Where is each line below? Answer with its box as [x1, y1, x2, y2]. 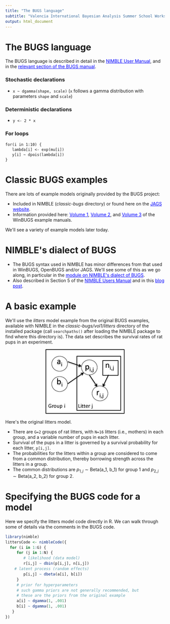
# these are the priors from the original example [16, 593, 125, 598]
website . [12, 206, 31, 213]
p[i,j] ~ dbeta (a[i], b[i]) [23, 571, 82, 577]
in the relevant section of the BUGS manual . [5, 63, 97, 70]
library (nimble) [5, 534, 39, 539]
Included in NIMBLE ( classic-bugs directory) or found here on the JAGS [12, 201, 162, 207]
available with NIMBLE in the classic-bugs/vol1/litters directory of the [5, 323, 149, 329]
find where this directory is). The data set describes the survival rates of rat [5, 334, 163, 340]
